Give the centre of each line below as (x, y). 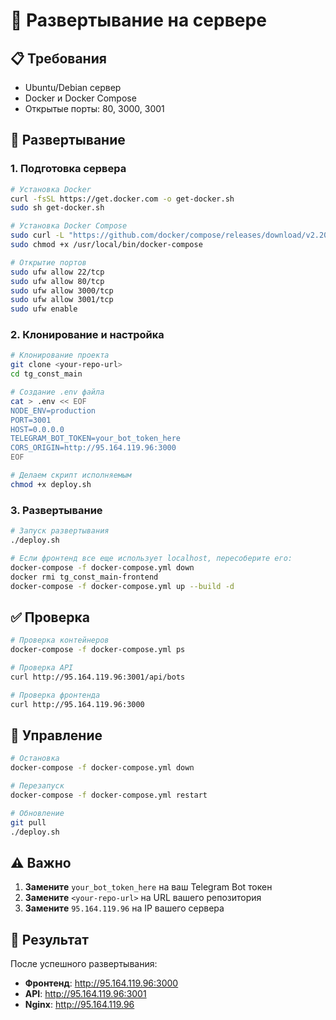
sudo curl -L (37, 235)
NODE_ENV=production (53, 410)
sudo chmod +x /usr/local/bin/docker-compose (106, 245)
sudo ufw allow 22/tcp (57, 272)
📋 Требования (58, 58)
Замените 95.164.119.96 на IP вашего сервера (124, 908)
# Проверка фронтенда (55, 695)
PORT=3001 (31, 420)
